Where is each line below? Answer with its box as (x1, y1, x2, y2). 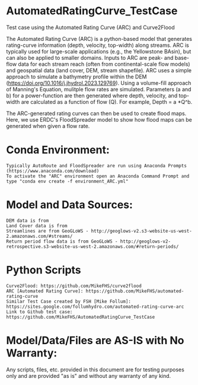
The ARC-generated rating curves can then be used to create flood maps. (6, 110, 187, 117)
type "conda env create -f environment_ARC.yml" (6, 178, 129, 184)
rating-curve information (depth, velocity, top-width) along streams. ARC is (6, 42, 190, 49)
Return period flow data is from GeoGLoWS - (6, 238, 118, 244)
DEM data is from (6, 218, 49, 224)
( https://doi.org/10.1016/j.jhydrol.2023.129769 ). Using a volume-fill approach (6, 79, 191, 87)
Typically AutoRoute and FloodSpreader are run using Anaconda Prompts (6, 163, 187, 168)
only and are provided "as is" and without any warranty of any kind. (6, 372, 171, 379)
